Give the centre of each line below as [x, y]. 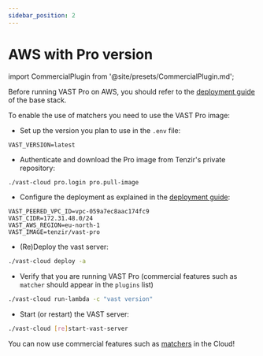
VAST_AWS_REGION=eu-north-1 [54, 225]
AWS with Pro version [81, 54]
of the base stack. [37, 100]
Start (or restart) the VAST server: [74, 314]
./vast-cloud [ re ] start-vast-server [68, 329]
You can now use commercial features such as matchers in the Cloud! [121, 344]
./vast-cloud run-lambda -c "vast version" [81, 299]
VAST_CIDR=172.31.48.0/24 [50, 219]
